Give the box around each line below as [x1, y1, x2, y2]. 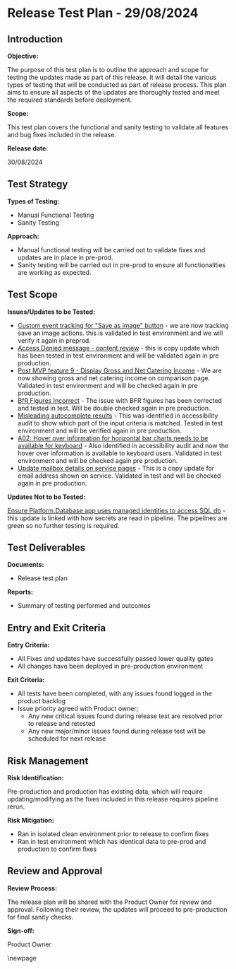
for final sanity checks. [7, 912, 74, 921]
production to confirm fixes [17, 845, 97, 853]
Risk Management [7, 755, 89, 767]
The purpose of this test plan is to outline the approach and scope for [7, 66, 209, 74]
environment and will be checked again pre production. [17, 456, 178, 464]
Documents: [7, 560, 44, 569]
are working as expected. [17, 268, 92, 276]
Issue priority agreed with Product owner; [17, 705, 139, 713]
